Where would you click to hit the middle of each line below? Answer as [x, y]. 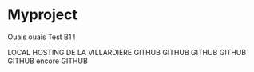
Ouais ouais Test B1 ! [42, 37]
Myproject [42, 15]
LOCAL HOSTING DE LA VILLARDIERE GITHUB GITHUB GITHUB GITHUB [127, 52]
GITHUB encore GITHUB [48, 61]
